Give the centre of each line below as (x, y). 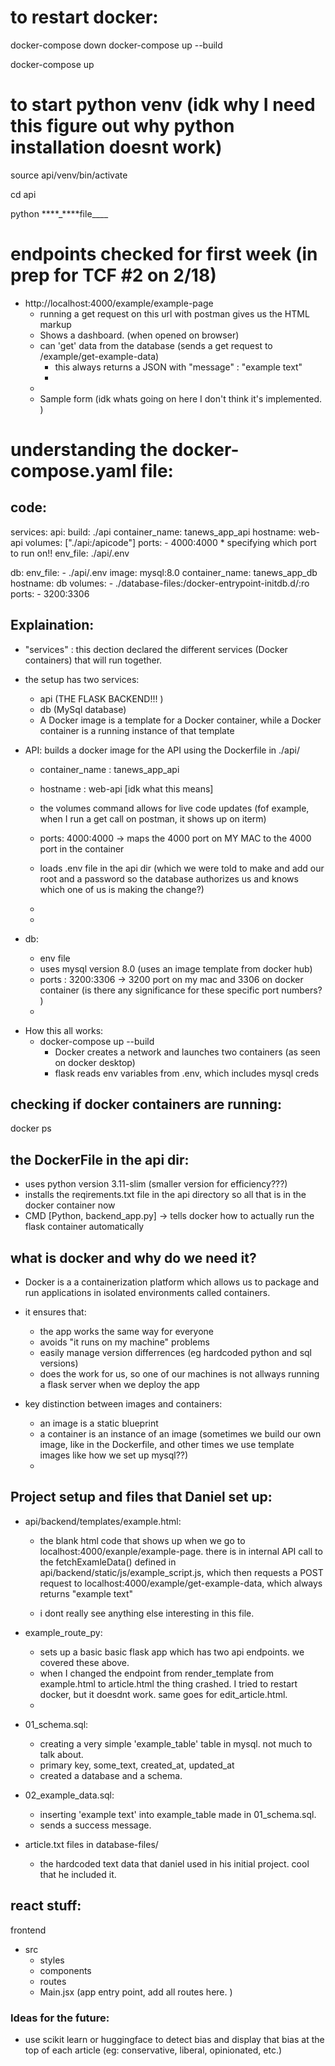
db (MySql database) (83, 709)
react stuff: (46, 1906)
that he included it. (78, 1874)
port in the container (82, 848)
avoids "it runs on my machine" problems (124, 1342)
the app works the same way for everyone (127, 1332)
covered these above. (84, 1662)
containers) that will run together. (93, 660)
